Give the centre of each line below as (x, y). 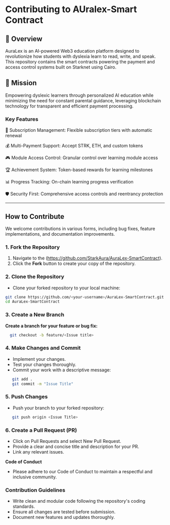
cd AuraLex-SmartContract (32, 302)
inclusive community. (35, 477)
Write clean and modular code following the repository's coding (79, 501)
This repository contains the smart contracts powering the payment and (80, 62)
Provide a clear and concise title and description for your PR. (76, 446)
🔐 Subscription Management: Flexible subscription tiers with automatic (79, 130)
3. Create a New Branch (35, 315)
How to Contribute (35, 216)
